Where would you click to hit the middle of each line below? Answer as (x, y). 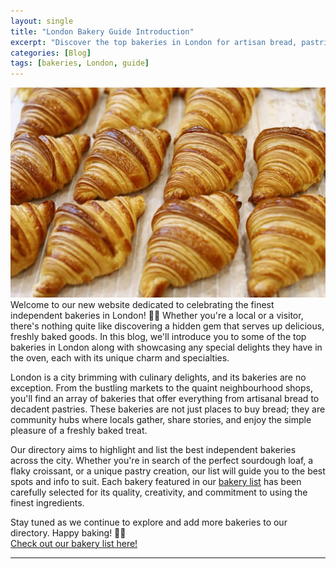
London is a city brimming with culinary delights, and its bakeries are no (158, 377)
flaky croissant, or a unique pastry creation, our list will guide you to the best (168, 471)
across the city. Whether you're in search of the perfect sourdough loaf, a (162, 460)
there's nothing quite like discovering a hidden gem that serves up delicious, (167, 326)
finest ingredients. (47, 502)
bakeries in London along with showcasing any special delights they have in (166, 347)
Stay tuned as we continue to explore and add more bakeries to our (149, 522)
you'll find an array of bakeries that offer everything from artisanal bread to (165, 398)
